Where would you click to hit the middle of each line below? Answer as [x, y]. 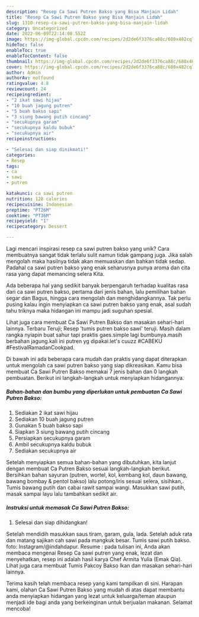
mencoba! [18, 608]
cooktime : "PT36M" [29, 215]
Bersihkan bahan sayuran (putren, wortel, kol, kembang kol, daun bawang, [97, 475]
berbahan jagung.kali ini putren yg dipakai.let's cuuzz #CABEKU [84, 341]
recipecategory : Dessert [37, 226]
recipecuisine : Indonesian [39, 204]
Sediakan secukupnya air [46, 451]
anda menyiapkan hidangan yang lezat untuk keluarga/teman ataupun [91, 596]
